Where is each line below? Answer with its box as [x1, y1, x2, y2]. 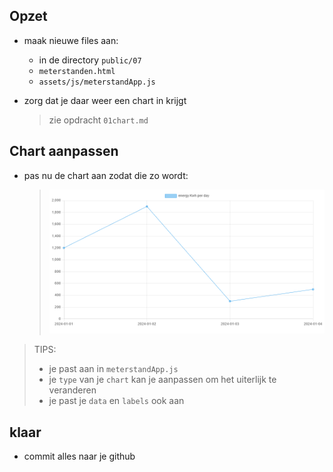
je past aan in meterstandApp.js [48, 363, 179, 375]
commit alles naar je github [23, 450, 136, 463]
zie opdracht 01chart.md [48, 114, 149, 126]
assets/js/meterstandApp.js [38, 77, 156, 87]
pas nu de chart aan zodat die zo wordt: [23, 169, 189, 181]
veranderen [48, 384, 97, 396]
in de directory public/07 [38, 54, 142, 66]
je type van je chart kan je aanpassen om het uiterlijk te [48, 374, 277, 386]
